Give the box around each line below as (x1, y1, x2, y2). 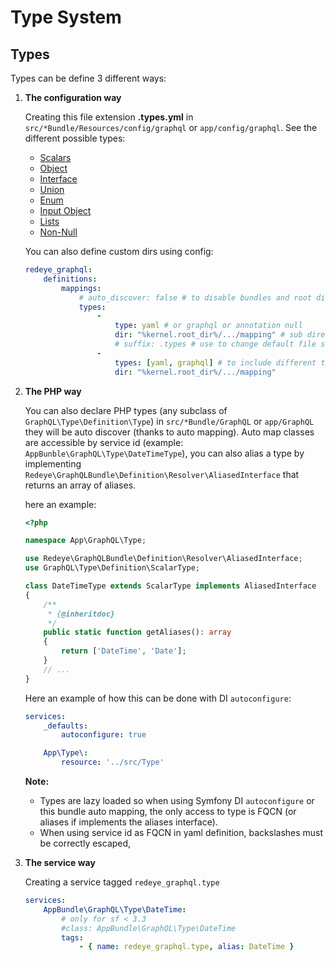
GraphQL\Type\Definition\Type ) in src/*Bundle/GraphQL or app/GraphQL (24, 415, 315, 427)
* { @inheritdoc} (47, 609, 115, 619)
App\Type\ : (43, 748, 89, 758)
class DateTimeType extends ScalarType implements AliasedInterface (24, 581, 317, 591)
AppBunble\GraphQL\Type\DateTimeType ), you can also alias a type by (24, 447, 305, 459)
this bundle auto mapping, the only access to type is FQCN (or (39, 806, 297, 817)
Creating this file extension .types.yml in (24, 111, 194, 123)
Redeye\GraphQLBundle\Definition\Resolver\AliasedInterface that (24, 468, 300, 480)
